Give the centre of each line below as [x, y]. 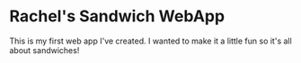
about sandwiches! [44, 50]
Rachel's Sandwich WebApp [117, 16]
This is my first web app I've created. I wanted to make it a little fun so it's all [150, 41]
